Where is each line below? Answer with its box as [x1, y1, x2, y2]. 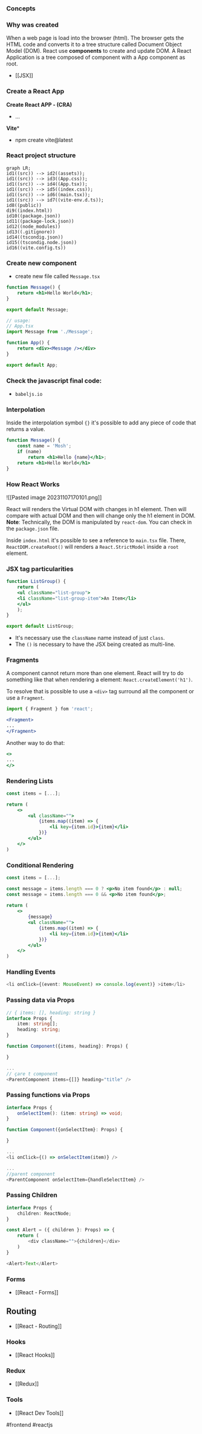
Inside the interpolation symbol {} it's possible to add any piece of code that [6, 419, 197, 426]
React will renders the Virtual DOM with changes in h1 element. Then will [6, 505, 187, 512]
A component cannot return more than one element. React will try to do [6, 670, 184, 677]
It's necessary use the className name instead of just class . [15, 634, 165, 642]
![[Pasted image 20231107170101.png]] [6, 494, 102, 501]
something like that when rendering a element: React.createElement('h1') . [6, 676, 193, 684]
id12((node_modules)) [6, 223, 61, 229]
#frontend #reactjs [6, 1421, 53, 1428]
